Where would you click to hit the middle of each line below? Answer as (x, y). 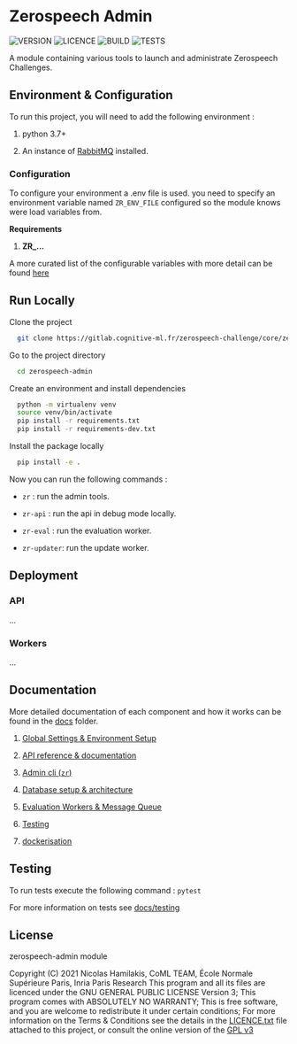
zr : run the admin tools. (66, 496)
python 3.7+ (44, 134)
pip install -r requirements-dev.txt (87, 429)
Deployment (44, 576)
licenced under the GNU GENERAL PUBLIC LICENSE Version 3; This (133, 993)
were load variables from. (56, 212)
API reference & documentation (79, 755)
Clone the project (41, 321)
